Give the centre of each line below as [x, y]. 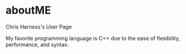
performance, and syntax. [37, 45]
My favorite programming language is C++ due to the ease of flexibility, [93, 38]
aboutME [28, 10]
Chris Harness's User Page [39, 27]
